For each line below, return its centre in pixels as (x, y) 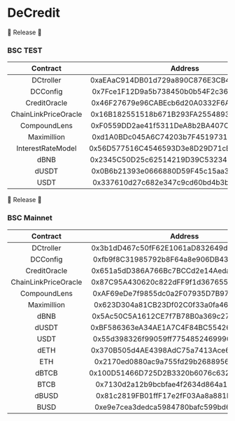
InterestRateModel (47, 148)
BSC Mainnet (30, 218)
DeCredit (34, 13)
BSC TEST (25, 50)
